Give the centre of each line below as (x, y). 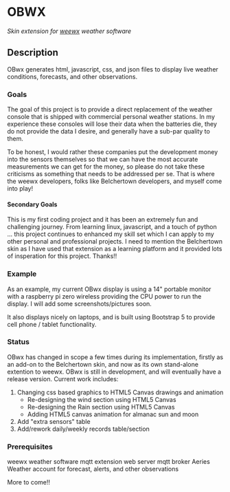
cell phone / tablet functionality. (52, 324)
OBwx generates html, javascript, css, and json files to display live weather (113, 69)
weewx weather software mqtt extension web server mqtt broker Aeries (109, 462)
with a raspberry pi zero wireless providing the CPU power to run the (104, 296)
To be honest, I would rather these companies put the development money (113, 152)
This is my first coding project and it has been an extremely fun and (103, 220)
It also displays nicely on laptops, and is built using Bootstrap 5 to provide (111, 317)
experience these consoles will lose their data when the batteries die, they (112, 124)
